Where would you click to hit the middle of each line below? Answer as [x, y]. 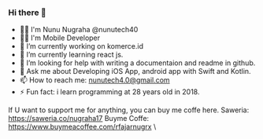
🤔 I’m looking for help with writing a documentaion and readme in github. [137, 63]
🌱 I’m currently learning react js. [71, 55]
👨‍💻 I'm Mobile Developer [60, 38]
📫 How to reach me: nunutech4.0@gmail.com [95, 80]
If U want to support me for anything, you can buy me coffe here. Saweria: [129, 110]
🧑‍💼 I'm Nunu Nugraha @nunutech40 [79, 30]
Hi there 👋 [28, 13]
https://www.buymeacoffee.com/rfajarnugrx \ [82, 127]
